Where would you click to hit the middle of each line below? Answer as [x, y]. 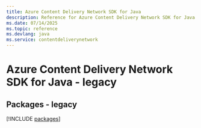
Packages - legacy [42, 104]
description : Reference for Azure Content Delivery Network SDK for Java [101, 17]
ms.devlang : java [28, 34]
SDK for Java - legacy [62, 82]
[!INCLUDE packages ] [33, 119]
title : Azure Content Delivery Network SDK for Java [74, 12]
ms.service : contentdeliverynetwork [52, 40]
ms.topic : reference [32, 29]
